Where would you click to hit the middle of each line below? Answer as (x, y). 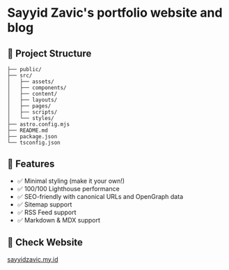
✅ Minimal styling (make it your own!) (71, 181)
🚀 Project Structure (49, 53)
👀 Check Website (45, 242)
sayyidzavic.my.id (33, 259)
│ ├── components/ (37, 88)
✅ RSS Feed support (47, 212)
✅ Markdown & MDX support (59, 220)
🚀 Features (31, 164)
